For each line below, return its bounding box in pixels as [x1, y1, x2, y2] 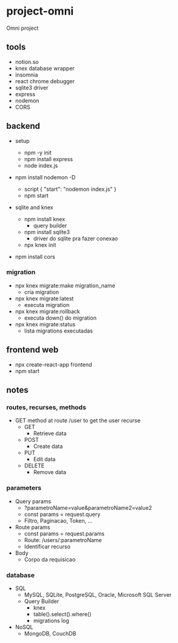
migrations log [33, 617, 70, 624]
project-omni [6, 4, 74, 18]
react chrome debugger [15, 77, 75, 84]
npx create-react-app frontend [15, 360, 92, 368]
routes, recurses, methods [6, 403, 86, 411]
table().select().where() [33, 610, 92, 617]
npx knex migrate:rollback [15, 308, 80, 315]
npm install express [24, 155, 73, 162]
